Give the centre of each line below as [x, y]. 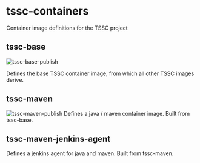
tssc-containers [48, 11]
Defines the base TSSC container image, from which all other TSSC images [100, 73]
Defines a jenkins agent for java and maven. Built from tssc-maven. [90, 153]
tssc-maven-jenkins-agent [58, 138]
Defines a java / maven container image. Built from [127, 113]
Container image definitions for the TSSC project [67, 28]
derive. [15, 79]
